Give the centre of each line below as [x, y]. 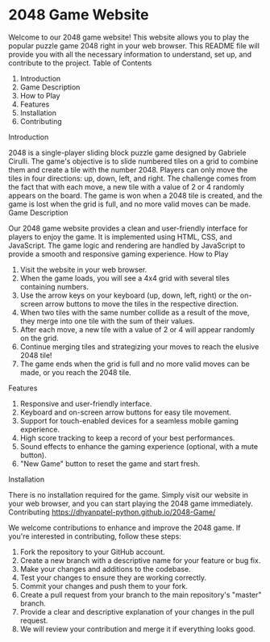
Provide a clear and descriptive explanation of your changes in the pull [137, 611]
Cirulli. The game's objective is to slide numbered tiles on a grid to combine [133, 161]
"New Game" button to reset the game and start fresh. [110, 463]
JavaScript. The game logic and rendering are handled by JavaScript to [127, 245]
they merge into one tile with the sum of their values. [107, 321]
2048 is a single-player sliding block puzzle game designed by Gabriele [127, 152]
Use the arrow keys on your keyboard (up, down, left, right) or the [129, 295]
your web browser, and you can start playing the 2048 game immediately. [131, 503]
